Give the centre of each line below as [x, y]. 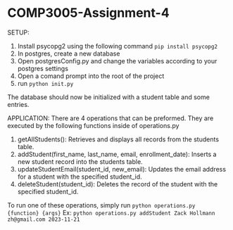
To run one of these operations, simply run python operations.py [101, 205]
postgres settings [43, 68]
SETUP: [18, 32]
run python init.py [45, 83]
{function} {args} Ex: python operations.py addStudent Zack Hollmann [111, 212]
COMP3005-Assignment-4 [89, 13]
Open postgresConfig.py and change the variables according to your [117, 60]
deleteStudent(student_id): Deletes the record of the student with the [118, 184]
